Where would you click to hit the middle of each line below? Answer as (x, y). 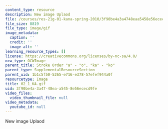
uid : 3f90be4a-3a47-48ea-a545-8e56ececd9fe (51, 88)
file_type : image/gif (28, 28)
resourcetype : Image (27, 79)
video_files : (19, 93)
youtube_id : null (28, 107)
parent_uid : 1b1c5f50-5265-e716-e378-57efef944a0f (59, 75)
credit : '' (21, 42)
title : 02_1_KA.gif (25, 84)
